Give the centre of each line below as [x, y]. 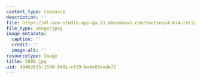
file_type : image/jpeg [34, 28]
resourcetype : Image [32, 56]
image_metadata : [26, 34]
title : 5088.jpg [26, 61]
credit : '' [25, 45]
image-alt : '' [29, 50]
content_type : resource [36, 12]
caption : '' [27, 39]
